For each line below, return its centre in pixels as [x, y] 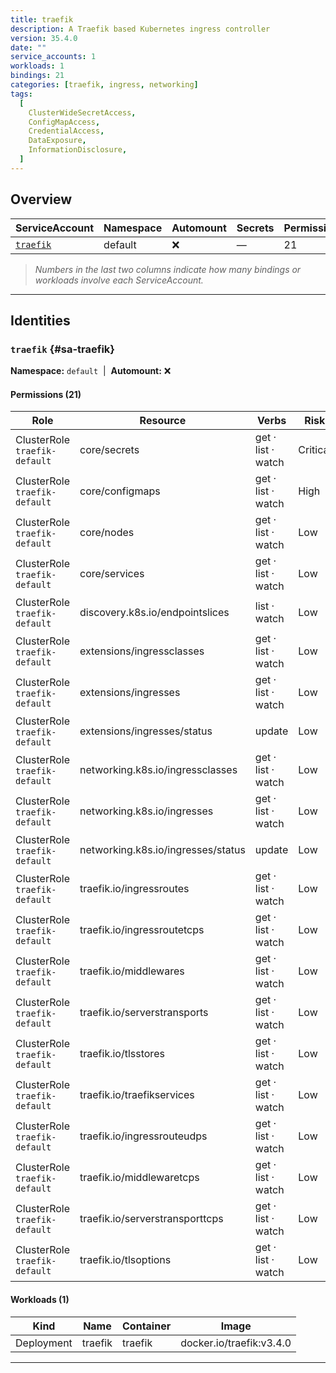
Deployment [44, 1343]
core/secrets [109, 450]
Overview [41, 199]
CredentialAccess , [66, 131]
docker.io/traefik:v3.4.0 [236, 1343]
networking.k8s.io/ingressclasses [158, 770]
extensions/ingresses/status [146, 731]
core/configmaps [120, 491]
